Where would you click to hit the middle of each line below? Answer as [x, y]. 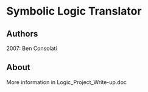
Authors [22, 34]
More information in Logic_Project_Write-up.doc [66, 82]
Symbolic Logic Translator [74, 11]
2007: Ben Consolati [32, 48]
